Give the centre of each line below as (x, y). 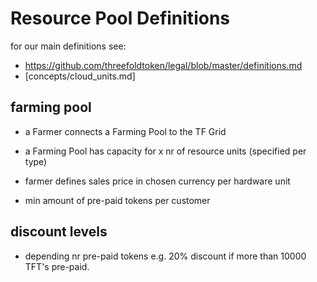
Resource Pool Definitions (120, 18)
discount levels (59, 232)
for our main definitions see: (68, 46)
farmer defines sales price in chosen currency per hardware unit (157, 181)
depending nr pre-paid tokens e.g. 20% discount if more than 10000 (165, 256)
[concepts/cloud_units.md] (80, 76)
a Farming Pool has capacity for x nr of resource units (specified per (165, 151)
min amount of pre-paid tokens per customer (117, 200)
